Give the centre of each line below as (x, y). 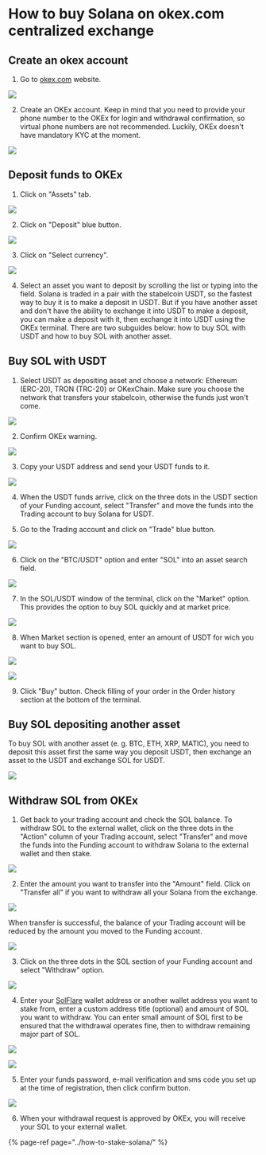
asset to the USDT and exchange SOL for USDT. (87, 761)
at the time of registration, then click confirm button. (105, 1088)
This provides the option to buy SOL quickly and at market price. (125, 607)
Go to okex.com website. (60, 79)
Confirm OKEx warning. (58, 436)
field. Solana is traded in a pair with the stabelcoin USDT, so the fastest (136, 294)
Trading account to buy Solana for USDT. (87, 514)
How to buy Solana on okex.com (116, 14)
